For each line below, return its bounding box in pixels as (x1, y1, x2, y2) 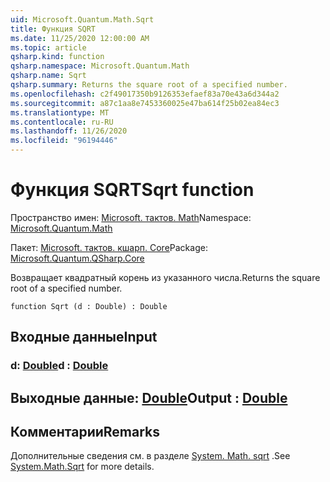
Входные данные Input (10, 329, 158, 346)
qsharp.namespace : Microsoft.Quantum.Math (10, 61, 190, 71)
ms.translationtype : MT (10, 107, 110, 118)
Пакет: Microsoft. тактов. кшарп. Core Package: (10, 241, 208, 253)
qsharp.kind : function (10, 52, 105, 62)
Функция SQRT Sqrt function (10, 179, 255, 201)
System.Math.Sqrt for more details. (10, 461, 155, 473)
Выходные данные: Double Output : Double (10, 389, 288, 406)
